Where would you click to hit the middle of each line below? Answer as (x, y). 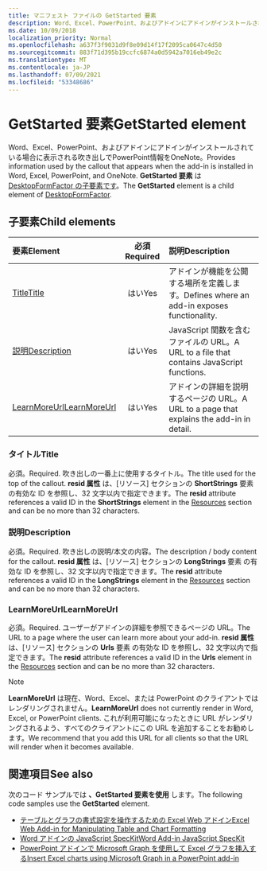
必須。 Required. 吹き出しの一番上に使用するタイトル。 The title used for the (132, 473)
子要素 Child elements (62, 222)
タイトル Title (34, 454)
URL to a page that (203, 409)
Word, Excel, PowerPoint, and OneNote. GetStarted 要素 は (105, 176)
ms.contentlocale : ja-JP (49, 68)
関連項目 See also (51, 774)
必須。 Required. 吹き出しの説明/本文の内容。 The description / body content (132, 551)
